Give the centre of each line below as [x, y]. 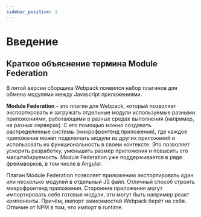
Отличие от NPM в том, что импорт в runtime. [65, 207]
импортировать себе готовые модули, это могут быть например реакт [98, 194]
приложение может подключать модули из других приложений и [91, 138]
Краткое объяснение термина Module [82, 64]
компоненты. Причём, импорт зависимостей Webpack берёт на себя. [96, 201]
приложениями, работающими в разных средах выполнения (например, [100, 119]
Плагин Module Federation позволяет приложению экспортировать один [100, 175]
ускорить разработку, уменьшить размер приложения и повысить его [97, 151]
